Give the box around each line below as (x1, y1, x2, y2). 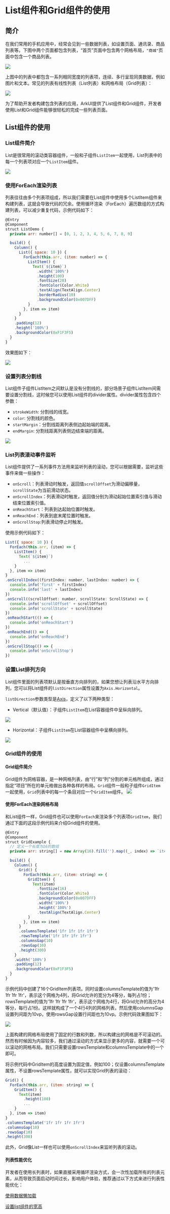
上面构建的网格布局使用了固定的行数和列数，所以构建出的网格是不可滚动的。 (5, 1031, 165, 1037)
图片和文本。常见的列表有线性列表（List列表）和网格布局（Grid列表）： (5, 80, 153, 86)
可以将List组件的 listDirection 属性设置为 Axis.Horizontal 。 (18, 685, 143, 691)
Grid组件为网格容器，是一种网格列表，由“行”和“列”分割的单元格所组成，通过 (5, 776, 164, 782)
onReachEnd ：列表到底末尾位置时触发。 (12, 513, 94, 519)
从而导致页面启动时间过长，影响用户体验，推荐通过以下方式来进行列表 (14, 1175, 160, 1182)
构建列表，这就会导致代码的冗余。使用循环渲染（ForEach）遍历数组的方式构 (5, 200, 164, 207)
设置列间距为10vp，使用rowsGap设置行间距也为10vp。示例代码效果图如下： (5, 1011, 163, 1017)
